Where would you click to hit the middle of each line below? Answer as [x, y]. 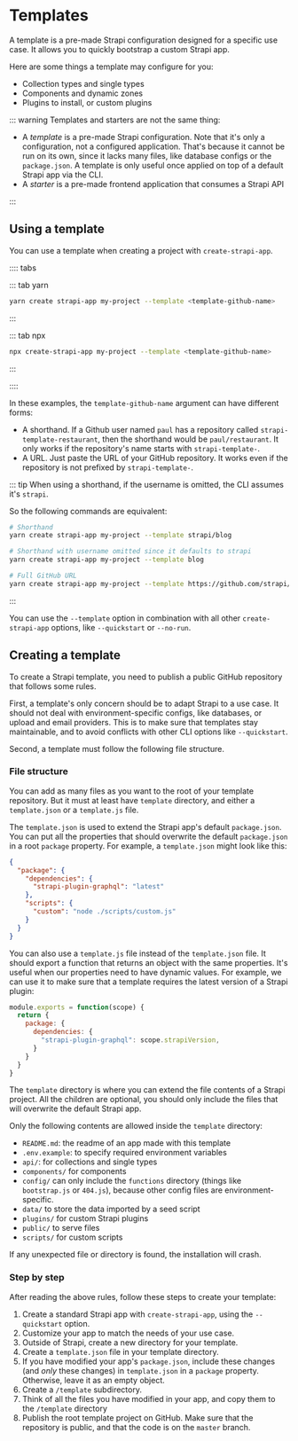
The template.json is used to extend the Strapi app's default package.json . [145, 826]
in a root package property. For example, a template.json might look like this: [148, 846]
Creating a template [65, 656]
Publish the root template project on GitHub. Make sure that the [137, 1418]
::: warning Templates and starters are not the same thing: [115, 120]
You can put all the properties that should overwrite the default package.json [149, 836]
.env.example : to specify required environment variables [125, 1153]
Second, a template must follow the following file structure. [117, 748]
